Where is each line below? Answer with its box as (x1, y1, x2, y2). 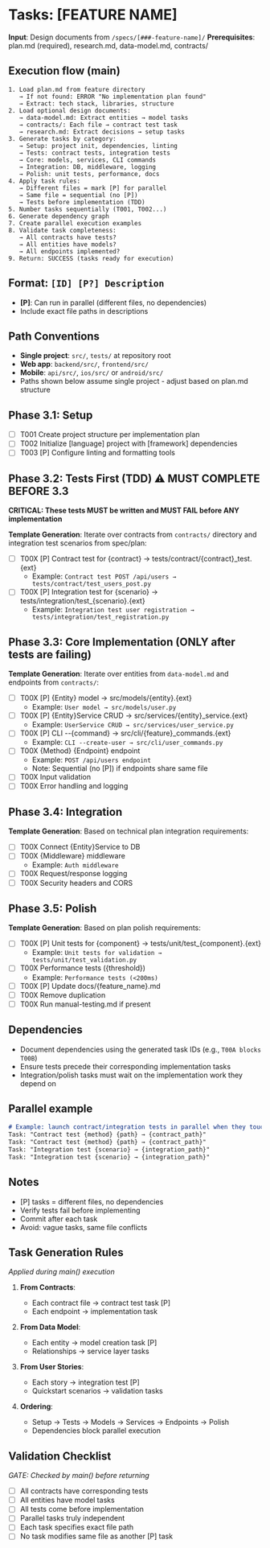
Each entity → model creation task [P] (31, 1338, 157, 1348)
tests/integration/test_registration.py (31, 613, 170, 621)
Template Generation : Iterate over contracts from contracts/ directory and (8, 529, 257, 540)
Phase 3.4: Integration (8, 805, 123, 818)
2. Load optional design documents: (8, 106, 131, 114)
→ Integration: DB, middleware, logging (18, 163, 157, 171)
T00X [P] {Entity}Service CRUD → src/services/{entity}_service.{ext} (19, 710, 248, 721)
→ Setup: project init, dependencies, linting (18, 142, 178, 150)
